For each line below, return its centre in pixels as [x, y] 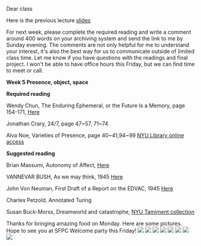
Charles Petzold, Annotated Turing [49, 200]
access [15, 142]
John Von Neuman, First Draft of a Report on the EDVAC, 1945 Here [90, 188]
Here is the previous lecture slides [48, 20]
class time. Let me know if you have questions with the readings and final [97, 58]
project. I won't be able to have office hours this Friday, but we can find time [100, 64]
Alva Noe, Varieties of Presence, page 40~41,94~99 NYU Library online [95, 135]
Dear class [20, 9]
